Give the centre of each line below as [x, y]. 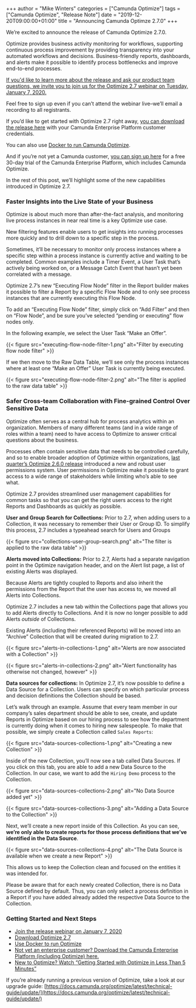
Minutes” [25, 968]
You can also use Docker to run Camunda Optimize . [68, 145]
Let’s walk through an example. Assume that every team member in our [92, 707]
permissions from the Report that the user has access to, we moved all [91, 589]
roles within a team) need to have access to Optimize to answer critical [91, 433]
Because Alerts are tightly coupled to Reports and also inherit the [85, 583]
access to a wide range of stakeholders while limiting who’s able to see [92, 476]
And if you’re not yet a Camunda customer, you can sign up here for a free [96, 156]
